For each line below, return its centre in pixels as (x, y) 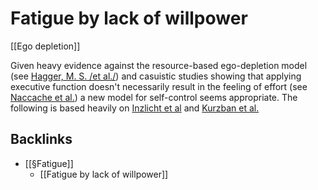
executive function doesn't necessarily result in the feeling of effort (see (159, 86)
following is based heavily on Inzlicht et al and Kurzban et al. (135, 108)
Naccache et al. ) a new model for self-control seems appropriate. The (154, 97)
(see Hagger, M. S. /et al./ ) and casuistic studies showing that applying (156, 76)
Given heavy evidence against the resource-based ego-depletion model (159, 65)
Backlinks (41, 139)
